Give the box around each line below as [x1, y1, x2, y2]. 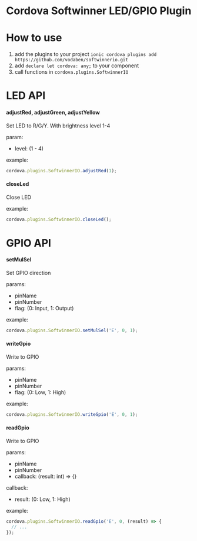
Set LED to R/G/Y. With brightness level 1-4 [6, 122, 111, 129]
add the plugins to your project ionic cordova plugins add [14, 51, 157, 58]
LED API [6, 89, 46, 103]
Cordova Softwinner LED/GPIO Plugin [6, 4, 192, 18]
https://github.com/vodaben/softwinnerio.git [14, 57, 128, 63]
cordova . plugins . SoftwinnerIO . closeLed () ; [6, 217, 112, 222]
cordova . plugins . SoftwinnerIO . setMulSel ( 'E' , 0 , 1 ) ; [6, 327, 138, 333]
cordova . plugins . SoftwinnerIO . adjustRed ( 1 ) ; [6, 168, 117, 173]
